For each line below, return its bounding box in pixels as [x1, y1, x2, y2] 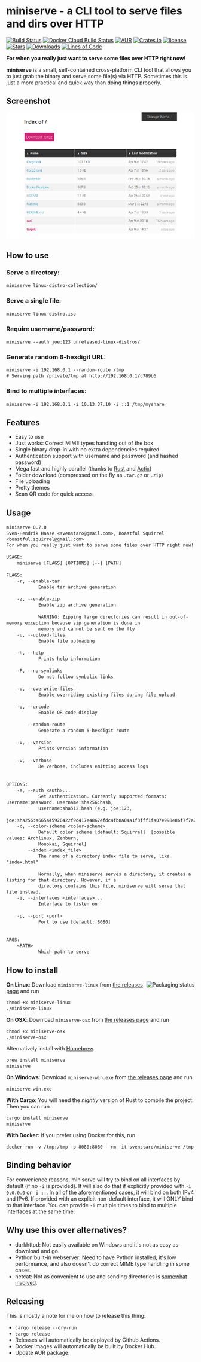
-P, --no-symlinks [17, 668, 63, 674]
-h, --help [17, 650, 44, 656]
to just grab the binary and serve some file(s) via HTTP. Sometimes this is [6, 72, 187, 80]
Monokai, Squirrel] [38, 841, 87, 847]
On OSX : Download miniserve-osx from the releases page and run [6, 1016, 169, 1024]
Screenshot [6, 96, 51, 106]
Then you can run [6, 1103, 50, 1110]
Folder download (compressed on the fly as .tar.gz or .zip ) [14, 471, 163, 479]
